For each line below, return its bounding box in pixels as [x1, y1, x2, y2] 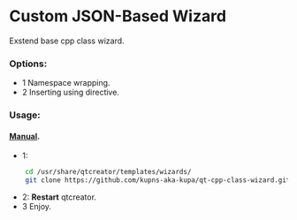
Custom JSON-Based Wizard [9, 6, 227, 27]
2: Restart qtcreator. [21, 192, 97, 202]
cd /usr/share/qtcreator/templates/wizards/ [25, 168, 192, 177]
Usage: [9, 109, 42, 121]
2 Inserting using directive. [21, 87, 119, 98]
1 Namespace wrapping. [21, 78, 110, 88]
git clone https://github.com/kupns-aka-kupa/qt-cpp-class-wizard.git [25, 176, 291, 185]
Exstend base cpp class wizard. [9, 35, 126, 46]
